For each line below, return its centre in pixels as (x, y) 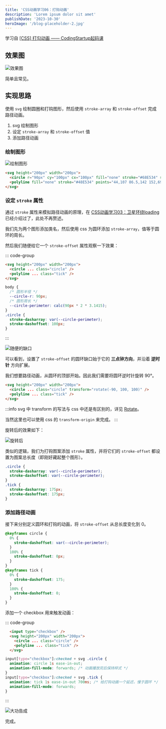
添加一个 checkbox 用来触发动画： (40, 613)
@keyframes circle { (26, 534)
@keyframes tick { (24, 571)
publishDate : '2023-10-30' (33, 19)
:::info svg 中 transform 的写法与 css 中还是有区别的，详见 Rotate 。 (73, 409)
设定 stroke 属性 (24, 200)
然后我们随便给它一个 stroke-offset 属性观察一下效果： (62, 245)
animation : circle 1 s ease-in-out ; (46, 664)
